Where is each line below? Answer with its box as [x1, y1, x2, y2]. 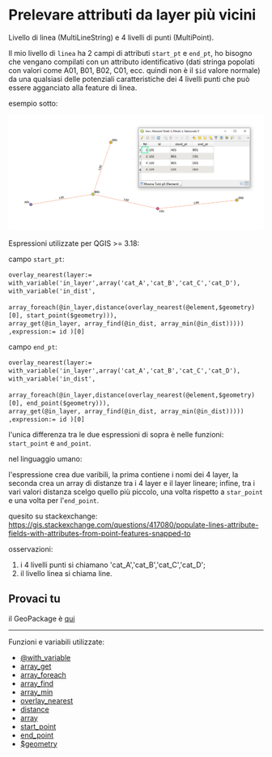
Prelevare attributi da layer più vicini [8, 6, 257, 24]
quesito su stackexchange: [8, 511, 98, 521]
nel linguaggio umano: [8, 454, 83, 463]
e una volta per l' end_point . [8, 495, 100, 505]
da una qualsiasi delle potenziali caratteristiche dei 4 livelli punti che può [8, 74, 250, 84]
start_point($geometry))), [26, 311, 117, 320]
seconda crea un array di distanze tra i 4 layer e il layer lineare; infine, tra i [8, 478, 256, 488]
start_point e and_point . [8, 438, 91, 448]
